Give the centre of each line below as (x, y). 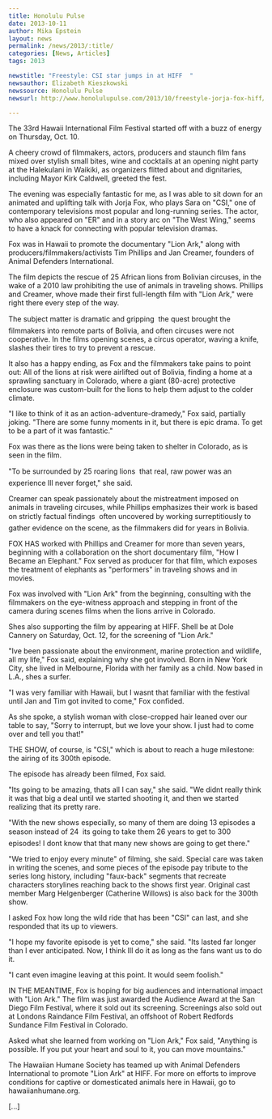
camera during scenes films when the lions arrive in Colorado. (112, 611)
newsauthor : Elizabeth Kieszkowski (68, 83)
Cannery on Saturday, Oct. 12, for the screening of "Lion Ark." (111, 636)
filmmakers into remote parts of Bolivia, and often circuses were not (121, 331)
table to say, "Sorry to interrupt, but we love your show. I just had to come (131, 725)
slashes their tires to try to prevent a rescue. (82, 348)
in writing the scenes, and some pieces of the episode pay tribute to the (128, 868)
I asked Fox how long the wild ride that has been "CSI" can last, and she (128, 918)
